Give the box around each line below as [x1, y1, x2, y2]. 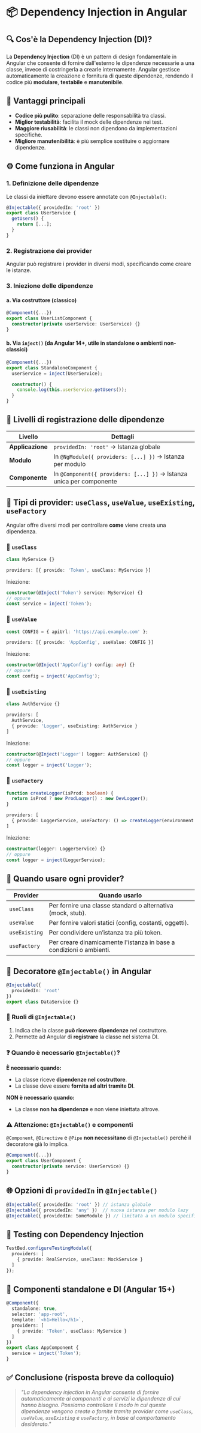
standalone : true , [11, 1306, 58, 1312]
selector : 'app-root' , [11, 1311, 68, 1318]
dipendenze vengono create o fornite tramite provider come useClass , [20, 1407, 193, 1415]
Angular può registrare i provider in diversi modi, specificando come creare [6, 260, 191, 268]
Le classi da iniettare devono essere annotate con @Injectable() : [6, 193, 167, 200]
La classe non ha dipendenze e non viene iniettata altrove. [14, 1106, 160, 1113]
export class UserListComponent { [6, 315, 93, 322]
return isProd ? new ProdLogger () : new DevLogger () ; [11, 796, 148, 802]
